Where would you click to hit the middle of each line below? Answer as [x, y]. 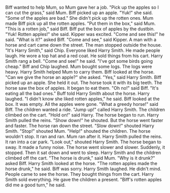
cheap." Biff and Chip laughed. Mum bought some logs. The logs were [79, 66]
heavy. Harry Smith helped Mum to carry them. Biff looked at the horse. [80, 72]
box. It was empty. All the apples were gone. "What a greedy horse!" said [82, 104]
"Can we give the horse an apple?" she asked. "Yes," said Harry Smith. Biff [83, 77]
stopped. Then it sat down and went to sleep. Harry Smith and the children [83, 152]
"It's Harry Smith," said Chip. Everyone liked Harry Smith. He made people [83, 50]
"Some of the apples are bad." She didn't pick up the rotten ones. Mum [79, 18]
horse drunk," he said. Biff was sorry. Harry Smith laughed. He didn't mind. [83, 169]
